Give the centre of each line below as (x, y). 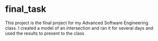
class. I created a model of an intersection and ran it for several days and (79, 28)
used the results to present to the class (45, 33)
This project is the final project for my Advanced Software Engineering (77, 23)
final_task (26, 9)
